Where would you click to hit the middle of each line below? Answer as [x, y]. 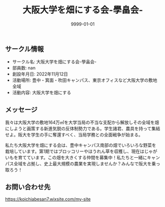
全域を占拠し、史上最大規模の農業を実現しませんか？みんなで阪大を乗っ [87, 164]
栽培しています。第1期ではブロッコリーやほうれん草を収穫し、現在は [75, 151]
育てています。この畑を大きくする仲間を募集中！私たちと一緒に [82, 158]
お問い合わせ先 [28, 187]
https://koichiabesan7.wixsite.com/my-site [48, 199]
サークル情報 [25, 49]
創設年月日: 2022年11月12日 [40, 74]
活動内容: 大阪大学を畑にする [42, 93]
